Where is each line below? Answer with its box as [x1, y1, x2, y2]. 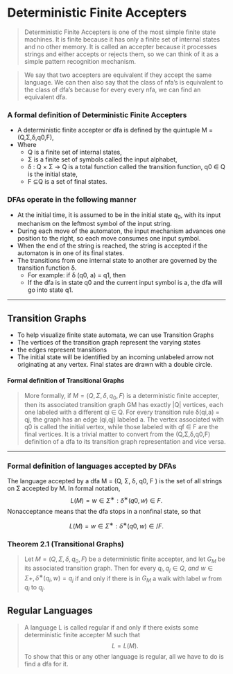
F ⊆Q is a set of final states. [27, 178, 107, 186]
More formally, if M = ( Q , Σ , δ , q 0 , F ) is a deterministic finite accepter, [24, 392, 220, 401]
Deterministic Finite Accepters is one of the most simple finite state [24, 28, 216, 36]
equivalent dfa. [24, 92, 67, 101]
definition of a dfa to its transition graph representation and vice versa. [24, 438, 226, 446]
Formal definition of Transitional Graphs [7, 376, 125, 384]
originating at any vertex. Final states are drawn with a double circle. [17, 361, 213, 369]
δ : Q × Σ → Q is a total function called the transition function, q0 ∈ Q [27, 163, 225, 171]
